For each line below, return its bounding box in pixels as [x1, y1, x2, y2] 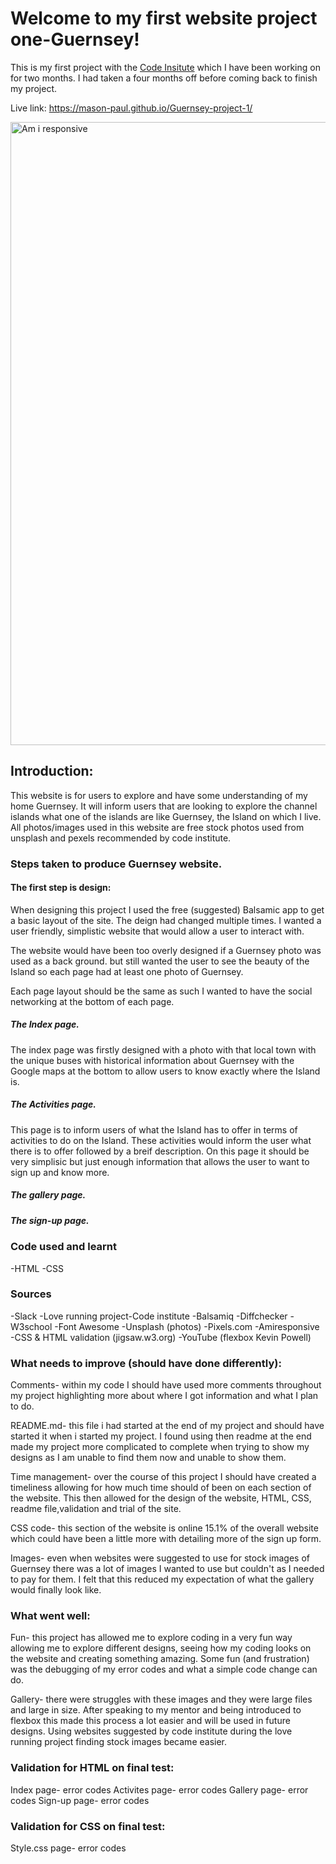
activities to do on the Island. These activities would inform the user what [10, 1134, 312, 1146]
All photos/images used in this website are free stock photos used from [10, 821, 305, 833]
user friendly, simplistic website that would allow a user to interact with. [10, 925, 305, 937]
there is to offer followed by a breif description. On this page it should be [10, 1145, 310, 1157]
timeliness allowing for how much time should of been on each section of [10, 1482, 312, 1494]
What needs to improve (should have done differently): [10, 1356, 282, 1370]
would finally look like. [10, 1584, 102, 1596]
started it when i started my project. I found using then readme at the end [10, 1430, 312, 1442]
